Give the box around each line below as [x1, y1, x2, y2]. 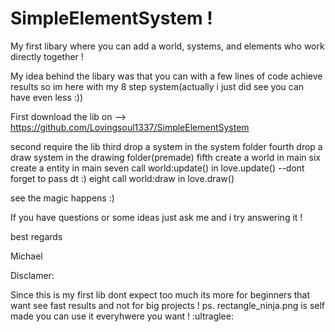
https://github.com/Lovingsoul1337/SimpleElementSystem [10, 121, 250, 133]
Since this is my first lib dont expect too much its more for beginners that [10, 288, 311, 301]
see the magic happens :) [10, 192, 115, 204]
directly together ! [10, 50, 84, 62]
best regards [10, 230, 63, 242]
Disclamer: [10, 269, 55, 281]
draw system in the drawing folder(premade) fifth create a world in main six [10, 151, 321, 163]
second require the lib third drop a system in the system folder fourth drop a [10, 140, 323, 152]
